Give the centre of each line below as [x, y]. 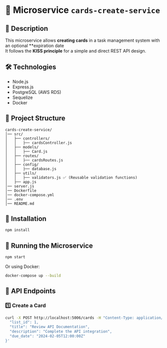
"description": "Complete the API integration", [61, 332]
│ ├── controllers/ [28, 139]
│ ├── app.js [21, 182]
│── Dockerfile [21, 191]
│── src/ [14, 134]
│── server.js [20, 186]
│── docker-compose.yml [30, 195]
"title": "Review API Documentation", [50, 327]
